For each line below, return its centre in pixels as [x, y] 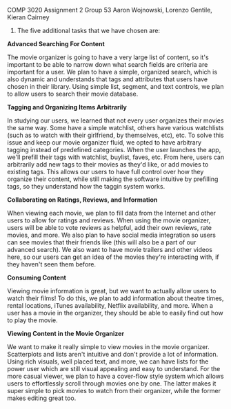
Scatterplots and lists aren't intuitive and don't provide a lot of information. [113, 354]
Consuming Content [37, 277]
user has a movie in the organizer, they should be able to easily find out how [115, 313]
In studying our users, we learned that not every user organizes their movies [115, 120]
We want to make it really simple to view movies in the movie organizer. [108, 347]
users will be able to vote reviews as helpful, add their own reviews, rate [110, 228]
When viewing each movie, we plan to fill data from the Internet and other [111, 213]
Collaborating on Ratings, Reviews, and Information [82, 200]
